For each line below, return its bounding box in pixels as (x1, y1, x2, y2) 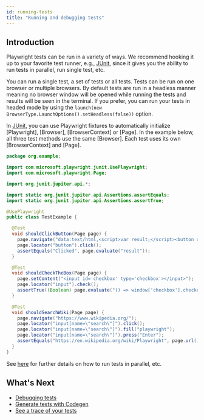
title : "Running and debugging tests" (6, 15, 104, 21)
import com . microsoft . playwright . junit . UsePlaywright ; (6, 164, 148, 170)
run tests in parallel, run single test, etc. (6, 66, 105, 74)
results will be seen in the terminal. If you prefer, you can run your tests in (6, 97, 190, 105)
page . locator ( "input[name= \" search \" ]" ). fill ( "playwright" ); (17, 326, 175, 332)
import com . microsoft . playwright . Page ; (6, 170, 107, 177)
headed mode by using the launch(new (6, 104, 102, 111)
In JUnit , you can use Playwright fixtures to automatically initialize (6, 122, 171, 130)
